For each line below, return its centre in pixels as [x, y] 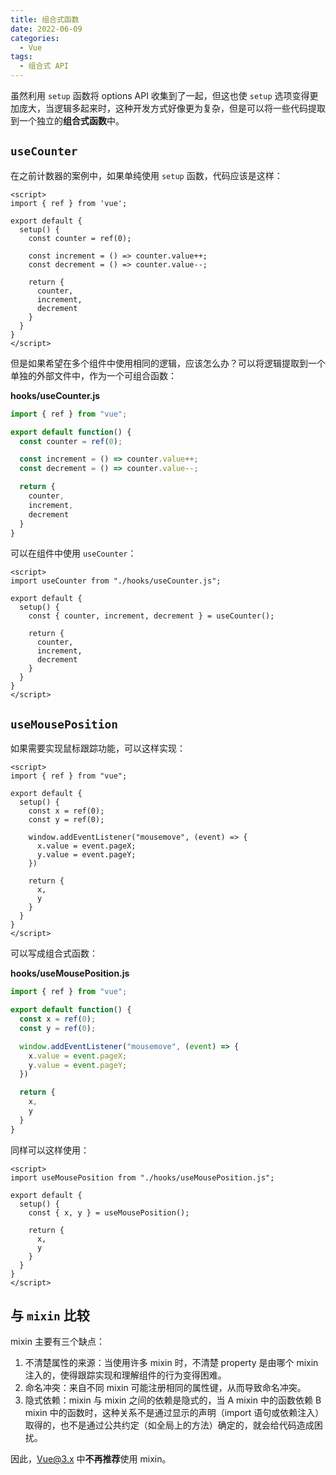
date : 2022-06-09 [46, 29]
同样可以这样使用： [50, 1150]
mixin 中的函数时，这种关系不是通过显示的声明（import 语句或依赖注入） [174, 1413]
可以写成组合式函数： [54, 953]
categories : [35, 38]
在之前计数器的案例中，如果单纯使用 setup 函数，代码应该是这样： [146, 175]
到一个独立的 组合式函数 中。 [67, 120]
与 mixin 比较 [50, 1316]
